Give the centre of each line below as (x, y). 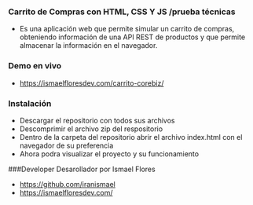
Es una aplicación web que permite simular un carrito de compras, (127, 29)
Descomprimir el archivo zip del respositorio (91, 129)
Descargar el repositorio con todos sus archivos (97, 120)
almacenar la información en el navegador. (88, 46)
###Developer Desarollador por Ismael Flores (82, 169)
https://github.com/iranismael (67, 184)
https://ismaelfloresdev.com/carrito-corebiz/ (92, 83)
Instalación (30, 103)
